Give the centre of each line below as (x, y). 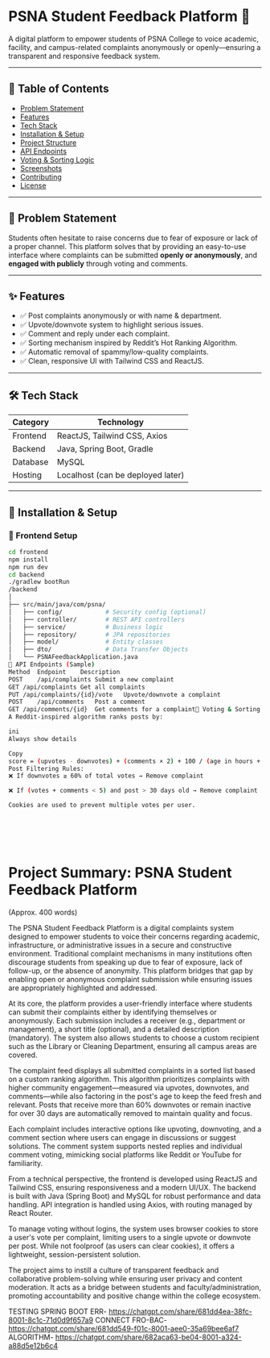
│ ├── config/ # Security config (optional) (107, 612)
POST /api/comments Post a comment (77, 702)
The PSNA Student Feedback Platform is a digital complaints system (121, 927)
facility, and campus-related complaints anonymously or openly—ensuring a (135, 47)
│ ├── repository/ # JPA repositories (90, 635)
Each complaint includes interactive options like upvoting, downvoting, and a (135, 1129)
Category (31, 423)
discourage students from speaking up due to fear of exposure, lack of (125, 962)
